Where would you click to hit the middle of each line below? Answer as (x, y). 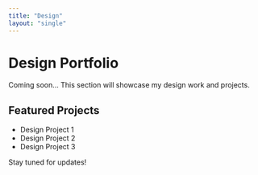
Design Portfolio (64, 63)
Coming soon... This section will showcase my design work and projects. (129, 85)
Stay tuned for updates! (48, 162)
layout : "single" (37, 23)
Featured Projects (54, 110)
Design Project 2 (48, 138)
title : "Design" (35, 16)
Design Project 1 (47, 130)
